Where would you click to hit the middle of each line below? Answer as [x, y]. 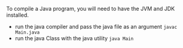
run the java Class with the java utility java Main [74, 38]
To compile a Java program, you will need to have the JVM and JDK [91, 9]
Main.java [27, 32]
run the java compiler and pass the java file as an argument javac [96, 27]
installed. [18, 15]
